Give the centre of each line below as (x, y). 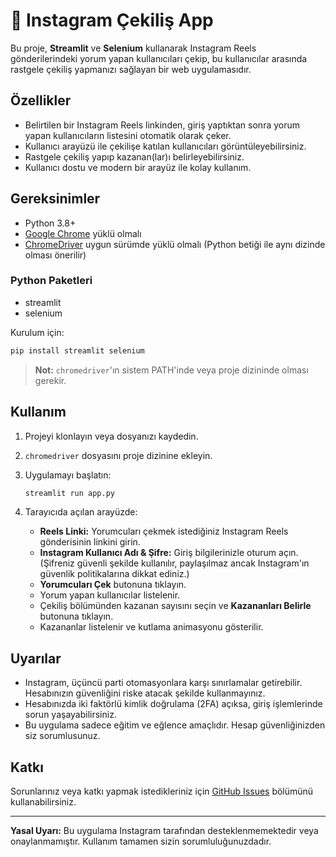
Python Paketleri (51, 281)
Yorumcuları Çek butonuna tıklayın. (113, 585)
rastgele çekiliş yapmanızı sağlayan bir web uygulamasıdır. (131, 69)
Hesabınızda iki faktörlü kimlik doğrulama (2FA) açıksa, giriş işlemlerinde (173, 704)
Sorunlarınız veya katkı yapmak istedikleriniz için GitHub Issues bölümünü (162, 791)
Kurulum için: (37, 332)
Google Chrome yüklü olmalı (83, 233)
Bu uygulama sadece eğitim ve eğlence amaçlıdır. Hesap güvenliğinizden (175, 725)
